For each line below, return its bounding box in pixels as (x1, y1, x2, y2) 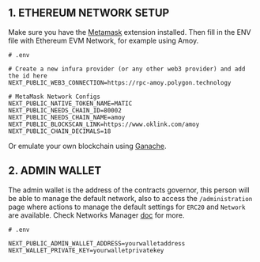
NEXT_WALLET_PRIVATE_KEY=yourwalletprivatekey (8, 246, 164, 254)
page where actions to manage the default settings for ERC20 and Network (8, 202, 246, 211)
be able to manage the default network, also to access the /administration (8, 193, 253, 203)
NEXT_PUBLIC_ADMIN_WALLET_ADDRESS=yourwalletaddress (8, 239, 186, 248)
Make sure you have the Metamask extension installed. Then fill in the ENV (8, 27, 251, 36)
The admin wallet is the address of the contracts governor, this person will (8, 185, 250, 195)
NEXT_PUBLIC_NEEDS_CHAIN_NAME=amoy (8, 113, 126, 121)
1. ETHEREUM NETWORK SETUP (8, 6, 170, 20)
